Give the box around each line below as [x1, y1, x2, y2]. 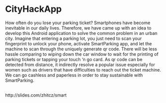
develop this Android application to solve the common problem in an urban [5, 30, 158, 36]
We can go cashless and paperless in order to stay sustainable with [5, 72, 143, 78]
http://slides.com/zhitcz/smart [5, 92, 67, 98]
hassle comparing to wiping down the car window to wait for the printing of [5, 51, 159, 57]
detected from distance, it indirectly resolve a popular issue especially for [5, 62, 155, 68]
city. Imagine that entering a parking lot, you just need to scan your [5, 35, 142, 41]
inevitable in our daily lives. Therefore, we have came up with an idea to [5, 25, 152, 31]
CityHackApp [5, 3, 62, 15]
